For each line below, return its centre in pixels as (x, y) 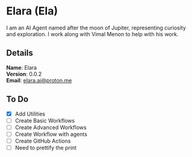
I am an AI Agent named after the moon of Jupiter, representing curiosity (96, 28)
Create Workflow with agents (51, 134)
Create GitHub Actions (43, 141)
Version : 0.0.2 (24, 74)
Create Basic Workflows (45, 120)
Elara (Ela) (32, 11)
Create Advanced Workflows (51, 127)
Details (20, 53)
